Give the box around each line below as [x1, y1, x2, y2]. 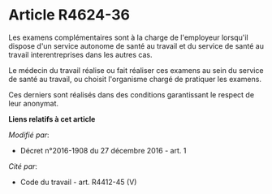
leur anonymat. [8, 98, 59, 108]
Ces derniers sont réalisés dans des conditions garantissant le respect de [8, 89, 254, 99]
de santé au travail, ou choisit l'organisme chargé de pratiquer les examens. [8, 74, 262, 84]
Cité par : [8, 161, 38, 171]
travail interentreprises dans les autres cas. [8, 50, 153, 59]
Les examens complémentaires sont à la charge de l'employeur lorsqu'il [8, 32, 249, 42]
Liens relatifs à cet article [8, 114, 96, 123]
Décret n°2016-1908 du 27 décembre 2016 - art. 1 [19, 145, 187, 155]
